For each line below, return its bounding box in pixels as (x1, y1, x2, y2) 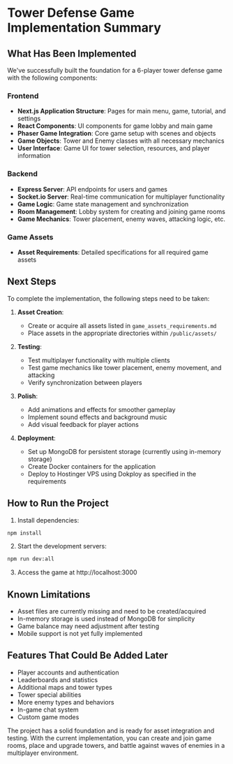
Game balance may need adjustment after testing (17, 622, 159, 630)
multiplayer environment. (7, 749, 79, 757)
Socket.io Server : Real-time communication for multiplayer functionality (17, 192, 225, 201)
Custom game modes (17, 712, 80, 721)
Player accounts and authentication (17, 668, 119, 677)
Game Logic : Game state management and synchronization (17, 199, 189, 208)
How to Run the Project (7, 497, 110, 509)
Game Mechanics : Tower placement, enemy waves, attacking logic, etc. (17, 215, 225, 223)
